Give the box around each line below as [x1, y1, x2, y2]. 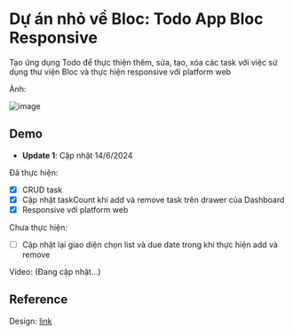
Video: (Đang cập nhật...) [9, 267, 101, 277]
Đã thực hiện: [9, 167, 59, 177]
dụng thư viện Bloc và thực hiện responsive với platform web [9, 66, 232, 77]
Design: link [9, 316, 52, 326]
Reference [9, 292, 68, 308]
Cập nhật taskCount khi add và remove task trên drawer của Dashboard [21, 194, 285, 205]
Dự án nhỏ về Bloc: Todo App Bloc [9, 9, 264, 29]
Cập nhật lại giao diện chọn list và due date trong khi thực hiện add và [21, 239, 278, 250]
